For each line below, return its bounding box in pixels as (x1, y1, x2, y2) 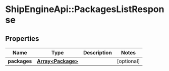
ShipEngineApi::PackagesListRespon (5, 4, 164, 15)
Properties (5, 34, 39, 43)
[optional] (117, 58, 140, 64)
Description (83, 49, 112, 56)
